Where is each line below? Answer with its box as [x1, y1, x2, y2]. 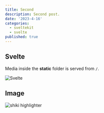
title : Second [5, 7, 34, 12]
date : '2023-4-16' [5, 16, 42, 21]
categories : [5, 21, 29, 26]
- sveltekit [9, 25, 34, 30]
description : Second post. [5, 12, 60, 17]
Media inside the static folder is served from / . [5, 66, 99, 71]
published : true [5, 35, 38, 40]
